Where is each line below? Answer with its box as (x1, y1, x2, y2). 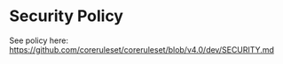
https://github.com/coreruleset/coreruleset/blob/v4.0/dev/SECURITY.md (9, 44, 275, 54)
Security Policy (9, 6, 124, 26)
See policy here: (9, 35, 69, 46)
